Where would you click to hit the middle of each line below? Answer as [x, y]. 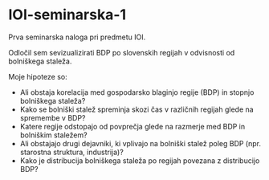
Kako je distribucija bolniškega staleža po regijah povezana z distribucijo [140, 160]
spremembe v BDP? [53, 117]
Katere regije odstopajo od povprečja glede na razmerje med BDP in [132, 126]
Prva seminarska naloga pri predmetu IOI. [77, 37]
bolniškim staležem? [53, 135]
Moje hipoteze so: [38, 76]
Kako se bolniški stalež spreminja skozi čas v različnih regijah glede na [137, 109]
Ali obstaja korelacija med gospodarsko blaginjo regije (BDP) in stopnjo [137, 92]
